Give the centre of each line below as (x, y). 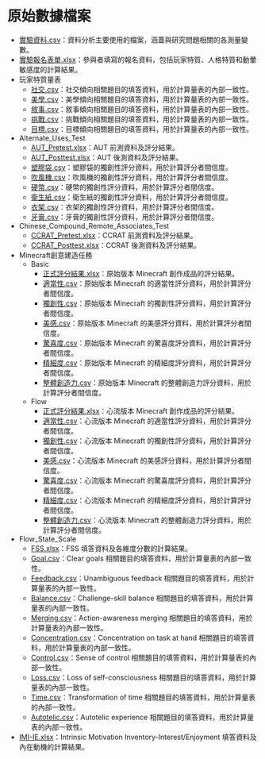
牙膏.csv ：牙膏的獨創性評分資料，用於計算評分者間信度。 (125, 217)
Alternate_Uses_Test (52, 138)
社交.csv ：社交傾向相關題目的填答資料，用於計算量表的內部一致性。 (142, 89)
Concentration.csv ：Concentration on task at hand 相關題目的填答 (139, 638)
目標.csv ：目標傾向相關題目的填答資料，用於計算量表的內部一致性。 (142, 129)
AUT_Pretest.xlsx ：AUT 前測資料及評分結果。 (105, 147)
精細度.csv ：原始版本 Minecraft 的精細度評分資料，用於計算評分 (147, 363)
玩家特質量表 (40, 79)
